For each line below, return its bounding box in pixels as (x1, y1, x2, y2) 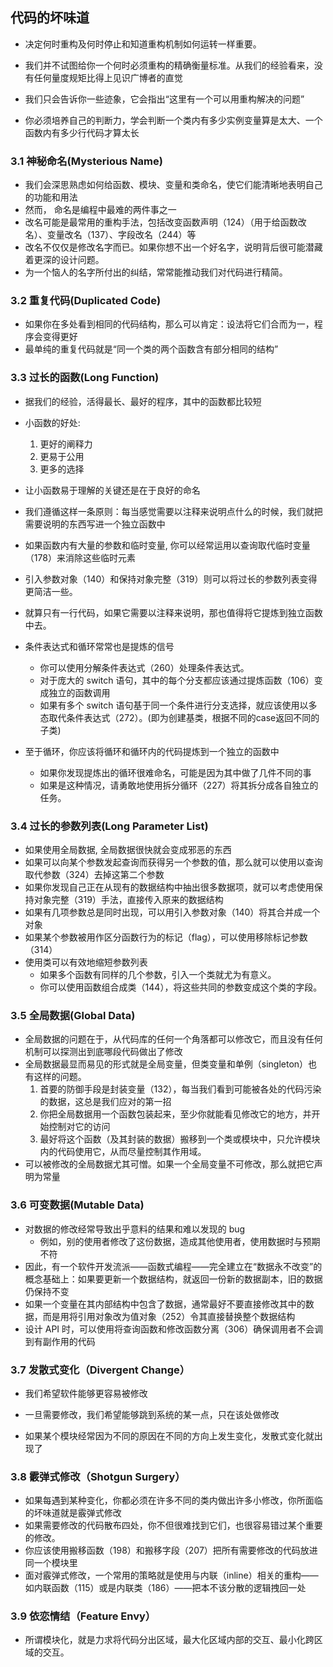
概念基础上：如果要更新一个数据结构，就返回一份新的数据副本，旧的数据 (24, 1273, 323, 1285)
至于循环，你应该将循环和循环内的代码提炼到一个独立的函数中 (24, 745, 280, 757)
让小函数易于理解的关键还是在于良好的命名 (24, 484, 201, 496)
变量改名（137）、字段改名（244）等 (46, 229, 197, 241)
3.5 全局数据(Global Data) (10, 1008, 136, 1022)
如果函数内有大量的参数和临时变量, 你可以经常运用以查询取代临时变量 (24, 539, 311, 551)
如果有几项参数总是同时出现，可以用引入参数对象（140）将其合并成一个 (24, 906, 321, 918)
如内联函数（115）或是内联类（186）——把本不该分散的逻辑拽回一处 (24, 1582, 307, 1594)
